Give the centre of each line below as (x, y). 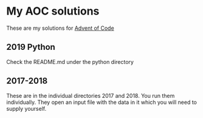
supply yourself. (26, 108)
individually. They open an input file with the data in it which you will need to (102, 102)
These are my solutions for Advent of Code (60, 28)
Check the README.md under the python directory (70, 61)
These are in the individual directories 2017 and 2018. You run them (91, 95)
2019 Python (31, 47)
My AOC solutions (53, 11)
